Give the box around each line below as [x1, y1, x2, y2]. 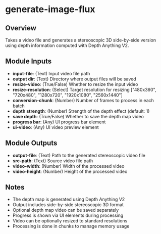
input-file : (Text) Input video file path [12, 70, 90, 76]
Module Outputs [5, 139, 58, 148]
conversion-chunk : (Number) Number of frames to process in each [12, 97, 154, 103]
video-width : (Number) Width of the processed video [12, 163, 125, 169]
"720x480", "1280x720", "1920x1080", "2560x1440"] [12, 92, 123, 98]
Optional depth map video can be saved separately [12, 207, 119, 213]
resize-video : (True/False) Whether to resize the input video [12, 81, 138, 87]
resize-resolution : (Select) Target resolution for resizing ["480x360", [12, 86, 156, 92]
